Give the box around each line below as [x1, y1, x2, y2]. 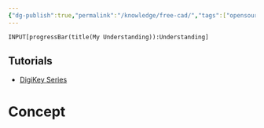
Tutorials [8, 54, 53, 68]
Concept [8, 103, 66, 120]
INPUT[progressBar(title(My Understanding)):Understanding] [8, 33, 210, 41]
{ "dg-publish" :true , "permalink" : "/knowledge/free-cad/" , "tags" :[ [8, 11, 226, 20]
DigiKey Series [19, 75, 68, 85]
